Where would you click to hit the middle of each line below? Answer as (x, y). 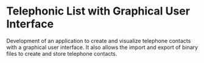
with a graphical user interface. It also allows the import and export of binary (102, 47)
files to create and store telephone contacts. (62, 53)
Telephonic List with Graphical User (98, 11)
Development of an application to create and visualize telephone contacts (99, 41)
